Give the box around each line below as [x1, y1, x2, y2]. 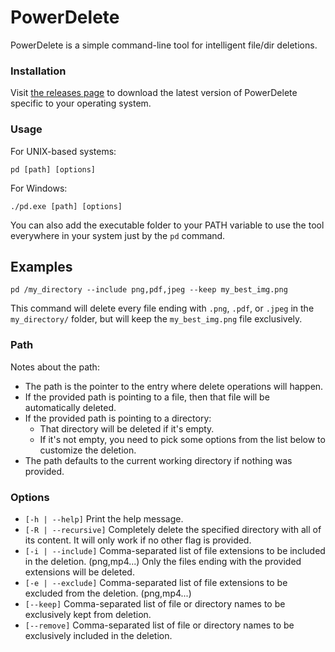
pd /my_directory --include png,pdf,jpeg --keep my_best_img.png [10, 285, 288, 295]
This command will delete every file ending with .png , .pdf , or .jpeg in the [10, 302, 315, 315]
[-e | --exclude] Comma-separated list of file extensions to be [24, 576, 288, 588]
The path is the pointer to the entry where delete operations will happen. [24, 380, 324, 392]
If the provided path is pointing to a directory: [24, 412, 212, 424]
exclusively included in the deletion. [24, 629, 173, 641]
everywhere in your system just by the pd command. [10, 229, 226, 241]
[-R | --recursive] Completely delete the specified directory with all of [24, 523, 322, 535]
